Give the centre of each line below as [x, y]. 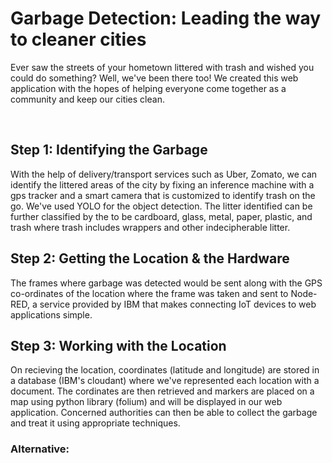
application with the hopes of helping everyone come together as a [148, 88]
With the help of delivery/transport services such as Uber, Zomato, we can [164, 174]
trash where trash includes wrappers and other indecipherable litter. [150, 227]
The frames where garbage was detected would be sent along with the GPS [166, 283]
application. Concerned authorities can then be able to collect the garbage [164, 413]
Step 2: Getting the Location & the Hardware [150, 258]
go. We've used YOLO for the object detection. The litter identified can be [161, 206]
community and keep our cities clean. [87, 99]
